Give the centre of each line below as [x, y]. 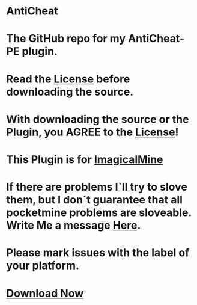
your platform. [43, 266]
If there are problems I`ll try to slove [97, 187]
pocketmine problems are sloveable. [99, 213]
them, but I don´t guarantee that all [95, 200]
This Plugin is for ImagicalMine [85, 159]
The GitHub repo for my [66, 39]
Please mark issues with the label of [98, 253]
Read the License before [68, 79]
